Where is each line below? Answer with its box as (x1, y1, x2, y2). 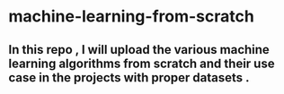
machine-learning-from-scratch (8, 6, 255, 27)
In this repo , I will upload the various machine (8, 42, 271, 57)
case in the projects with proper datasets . (8, 70, 250, 85)
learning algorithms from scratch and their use (8, 56, 275, 71)
